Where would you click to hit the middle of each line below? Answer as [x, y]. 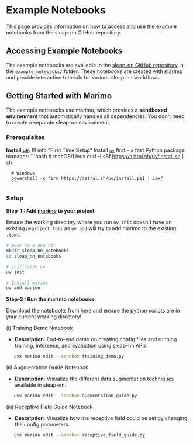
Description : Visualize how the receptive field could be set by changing [101, 418]
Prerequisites [25, 137]
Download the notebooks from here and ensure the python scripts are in [93, 311]
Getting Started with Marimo [59, 96]
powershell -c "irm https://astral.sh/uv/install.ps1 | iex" [87, 178]
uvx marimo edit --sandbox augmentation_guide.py [75, 396]
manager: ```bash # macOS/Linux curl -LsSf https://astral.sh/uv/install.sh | [95, 156]
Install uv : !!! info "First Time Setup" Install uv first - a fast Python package [96, 150]
